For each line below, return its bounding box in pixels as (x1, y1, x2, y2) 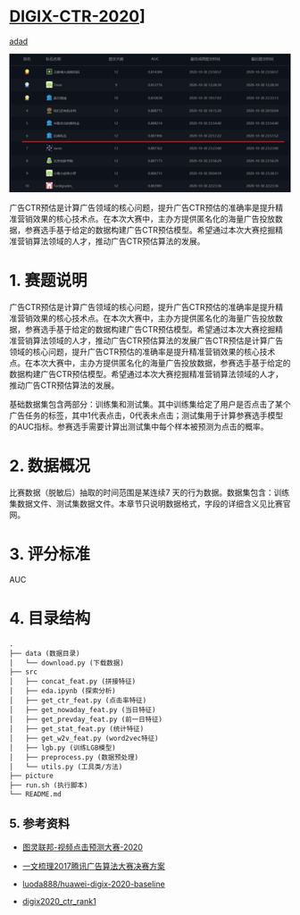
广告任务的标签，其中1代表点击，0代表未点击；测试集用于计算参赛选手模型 (9, 409, 284, 421)
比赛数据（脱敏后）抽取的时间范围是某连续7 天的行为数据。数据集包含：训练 (9, 487, 290, 498)
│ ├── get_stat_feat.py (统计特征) (9, 724, 145, 734)
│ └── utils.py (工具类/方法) (9, 762, 123, 771)
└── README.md (9, 789, 62, 799)
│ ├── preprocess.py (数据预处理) (9, 752, 139, 761)
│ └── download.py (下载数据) (9, 659, 125, 667)
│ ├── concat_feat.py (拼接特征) (9, 676, 137, 685)
